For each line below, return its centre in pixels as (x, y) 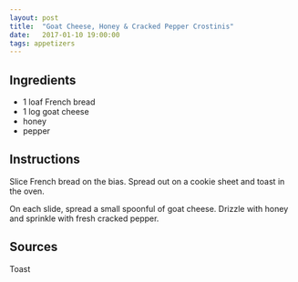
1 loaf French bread (59, 102)
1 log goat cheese (56, 112)
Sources (34, 247)
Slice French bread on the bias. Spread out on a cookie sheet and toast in (147, 181)
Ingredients (43, 80)
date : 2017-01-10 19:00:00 (65, 35)
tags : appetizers (42, 43)
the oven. (27, 191)
